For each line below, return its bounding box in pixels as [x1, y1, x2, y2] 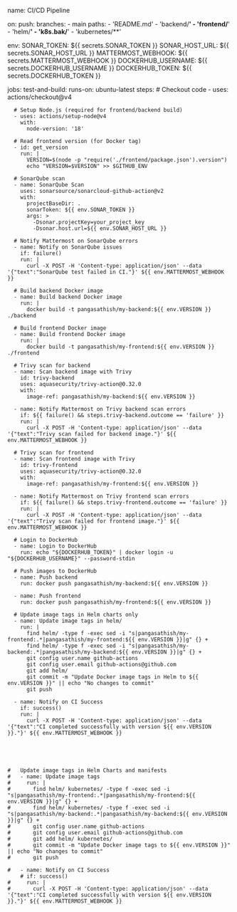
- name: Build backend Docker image [14, 293, 122, 300]
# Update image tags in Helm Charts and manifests [7, 767, 167, 774]
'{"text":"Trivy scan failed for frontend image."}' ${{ [7, 518, 180, 525]
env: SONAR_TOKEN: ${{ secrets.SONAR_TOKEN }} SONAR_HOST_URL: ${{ [7, 41, 229, 49]
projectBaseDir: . [26, 200, 81, 207]
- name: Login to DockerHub [14, 543, 98, 550]
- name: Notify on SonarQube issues [14, 243, 122, 251]
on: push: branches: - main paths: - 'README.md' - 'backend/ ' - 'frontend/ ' [7, 20, 230, 28]
